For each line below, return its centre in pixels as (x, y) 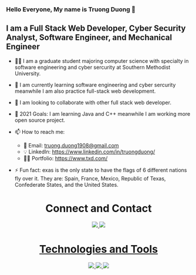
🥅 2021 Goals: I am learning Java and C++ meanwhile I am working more (102, 113)
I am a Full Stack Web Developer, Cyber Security (96, 28)
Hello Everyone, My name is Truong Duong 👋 (71, 9)
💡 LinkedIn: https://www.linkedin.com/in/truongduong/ (89, 152)
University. (28, 73)
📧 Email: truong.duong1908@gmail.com (71, 145)
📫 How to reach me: (40, 132)
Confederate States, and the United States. (66, 185)
